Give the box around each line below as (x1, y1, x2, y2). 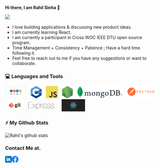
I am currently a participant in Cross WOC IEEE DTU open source (12, 35, 142, 40)
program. (12, 40, 31, 45)
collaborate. (12, 61, 36, 66)
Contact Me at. (5, 145, 41, 151)
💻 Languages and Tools (5, 73, 63, 80)
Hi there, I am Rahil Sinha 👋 (5, 5, 60, 10)
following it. (12, 50, 36, 56)
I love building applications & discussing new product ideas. (12, 24, 132, 30)
